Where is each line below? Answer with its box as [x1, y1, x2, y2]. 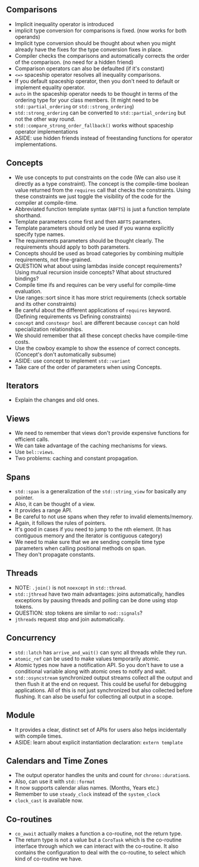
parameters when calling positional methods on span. [14, 544, 147, 552]
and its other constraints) [14, 300, 77, 307]
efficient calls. [14, 436, 49, 443]
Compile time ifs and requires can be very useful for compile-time [14, 281, 176, 288]
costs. [14, 338, 30, 345]
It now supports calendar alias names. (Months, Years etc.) [14, 784, 159, 791]
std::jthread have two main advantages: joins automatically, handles [14, 590, 185, 597]
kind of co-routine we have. [14, 855, 83, 862]
